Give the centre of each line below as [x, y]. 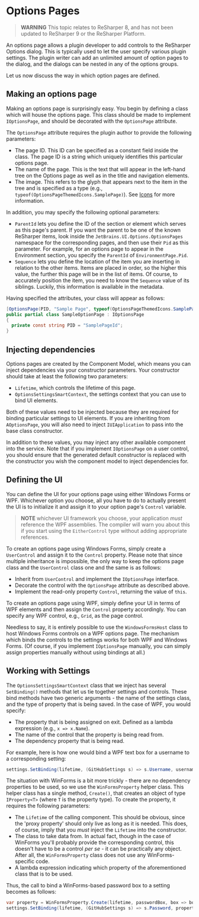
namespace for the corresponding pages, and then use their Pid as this [102, 242]
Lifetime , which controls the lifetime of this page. [75, 388]
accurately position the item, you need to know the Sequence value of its [102, 280]
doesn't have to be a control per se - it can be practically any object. [98, 849]
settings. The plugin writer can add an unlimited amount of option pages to [97, 57]
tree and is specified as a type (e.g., [58, 188]
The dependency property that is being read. [70, 741]
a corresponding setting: [36, 758]
